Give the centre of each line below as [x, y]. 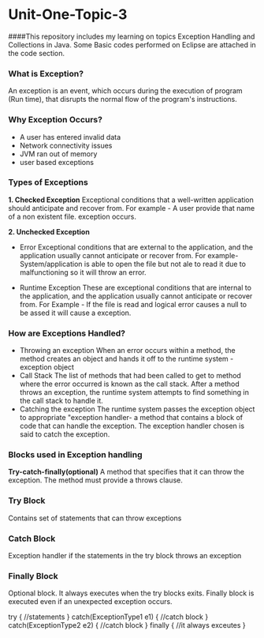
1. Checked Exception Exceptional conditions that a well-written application [131, 200]
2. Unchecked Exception [49, 231]
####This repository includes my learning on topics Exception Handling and [132, 36]
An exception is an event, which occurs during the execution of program [125, 91]
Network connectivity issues [66, 145]
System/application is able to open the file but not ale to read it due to [133, 264]
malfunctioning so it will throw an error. [83, 272]
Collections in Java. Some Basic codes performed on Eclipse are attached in [132, 44]
